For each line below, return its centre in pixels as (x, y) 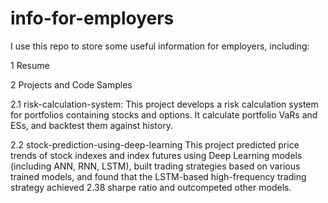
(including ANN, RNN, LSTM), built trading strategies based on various (155, 166)
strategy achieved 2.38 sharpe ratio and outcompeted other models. (151, 187)
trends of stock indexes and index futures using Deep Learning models (156, 155)
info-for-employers (92, 18)
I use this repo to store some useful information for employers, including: (160, 46)
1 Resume (30, 65)
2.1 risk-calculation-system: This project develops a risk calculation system (164, 104)
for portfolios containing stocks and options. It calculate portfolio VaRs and (164, 114)
